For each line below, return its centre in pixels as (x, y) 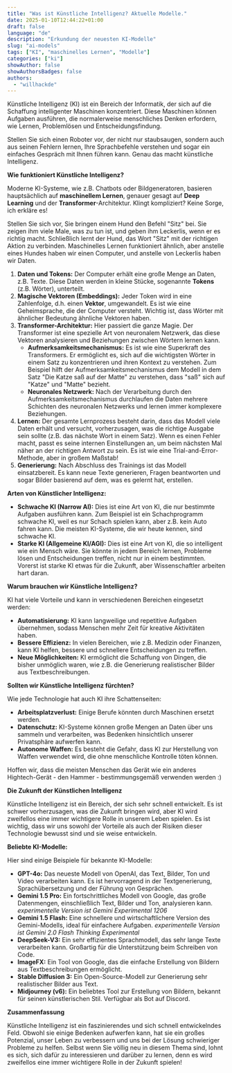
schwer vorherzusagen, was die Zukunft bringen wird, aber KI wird (102, 811)
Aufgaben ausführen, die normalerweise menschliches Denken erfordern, (112, 119)
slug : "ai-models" (34, 46)
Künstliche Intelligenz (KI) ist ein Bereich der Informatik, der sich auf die (109, 104)
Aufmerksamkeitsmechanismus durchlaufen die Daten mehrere (117, 399)
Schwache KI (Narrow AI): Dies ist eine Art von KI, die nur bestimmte (116, 507)
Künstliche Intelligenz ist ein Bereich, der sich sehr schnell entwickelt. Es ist (115, 804)
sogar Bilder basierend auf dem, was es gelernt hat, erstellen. (105, 480)
